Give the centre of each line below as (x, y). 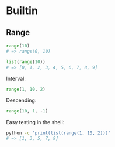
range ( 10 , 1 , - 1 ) (27, 111)
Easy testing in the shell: (35, 122)
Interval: (16, 78)
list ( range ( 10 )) (26, 62)
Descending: (21, 100)
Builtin (22, 11)
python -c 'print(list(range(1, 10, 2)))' (58, 133)
